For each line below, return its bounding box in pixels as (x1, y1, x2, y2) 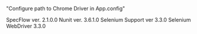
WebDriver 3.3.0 (6, 23, 46, 29)
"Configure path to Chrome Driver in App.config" (6, 5, 125, 12)
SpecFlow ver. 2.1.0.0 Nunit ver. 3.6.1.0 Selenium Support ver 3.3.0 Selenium (6, 16, 191, 23)
